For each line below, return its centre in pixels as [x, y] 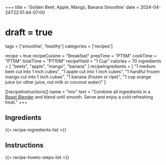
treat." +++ [16, 102]
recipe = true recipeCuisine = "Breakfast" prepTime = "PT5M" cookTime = [81, 55]
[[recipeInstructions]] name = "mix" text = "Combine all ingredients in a [78, 92]
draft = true [29, 32]
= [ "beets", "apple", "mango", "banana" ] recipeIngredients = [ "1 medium [81, 66]
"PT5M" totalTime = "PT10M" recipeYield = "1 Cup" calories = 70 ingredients [83, 61]
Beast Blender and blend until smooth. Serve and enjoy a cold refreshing [79, 97]
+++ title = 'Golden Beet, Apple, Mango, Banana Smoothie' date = [72, 7]
